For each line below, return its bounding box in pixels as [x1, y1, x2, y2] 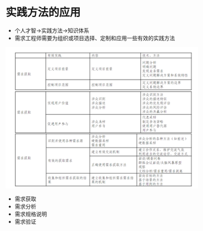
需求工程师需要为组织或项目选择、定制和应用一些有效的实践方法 [14, 34, 175, 41]
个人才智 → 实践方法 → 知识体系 [14, 27, 90, 34]
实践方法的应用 [5, 5, 81, 19]
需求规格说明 [14, 210, 47, 218]
